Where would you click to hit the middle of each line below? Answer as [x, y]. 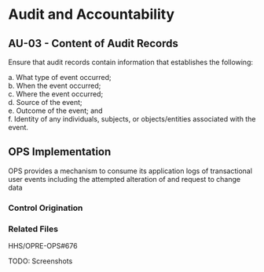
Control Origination [46, 208]
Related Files [33, 229]
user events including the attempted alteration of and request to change [125, 179]
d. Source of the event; [45, 102]
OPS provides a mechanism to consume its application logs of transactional [130, 171]
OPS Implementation [60, 152]
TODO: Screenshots [40, 261]
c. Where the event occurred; [56, 94]
